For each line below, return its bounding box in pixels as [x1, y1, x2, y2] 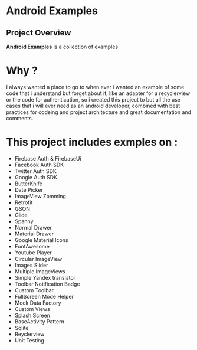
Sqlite [14, 324, 29, 331]
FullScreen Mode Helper [14, 293, 74, 300]
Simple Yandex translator [14, 274, 75, 281]
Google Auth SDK [14, 174, 58, 181]
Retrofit [14, 199, 33, 206]
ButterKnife [14, 180, 42, 187]
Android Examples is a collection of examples [6, 43, 119, 50]
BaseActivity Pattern [14, 318, 65, 325]
